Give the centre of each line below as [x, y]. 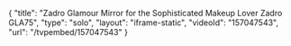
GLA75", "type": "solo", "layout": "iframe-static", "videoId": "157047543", [143, 23]
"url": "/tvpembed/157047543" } [68, 32]
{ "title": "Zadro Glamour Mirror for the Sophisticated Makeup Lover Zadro [145, 13]
